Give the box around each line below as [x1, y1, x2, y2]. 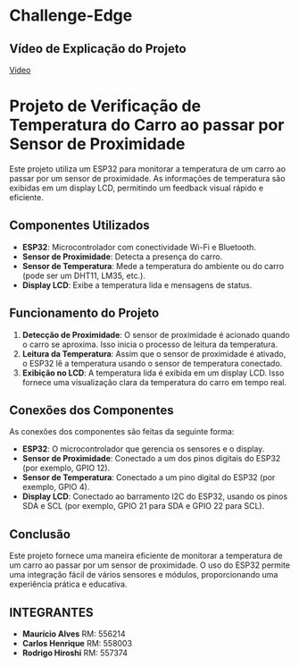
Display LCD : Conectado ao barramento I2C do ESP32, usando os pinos [21, 491, 288, 502]
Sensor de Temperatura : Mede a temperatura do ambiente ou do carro [21, 260, 284, 271]
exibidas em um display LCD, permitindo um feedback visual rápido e [9, 182, 264, 193]
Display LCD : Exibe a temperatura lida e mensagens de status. [21, 279, 253, 291]
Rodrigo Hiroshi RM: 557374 [21, 647, 128, 658]
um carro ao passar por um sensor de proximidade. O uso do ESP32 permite [9, 560, 291, 570]
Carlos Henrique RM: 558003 [21, 638, 132, 648]
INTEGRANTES [9, 604, 94, 620]
